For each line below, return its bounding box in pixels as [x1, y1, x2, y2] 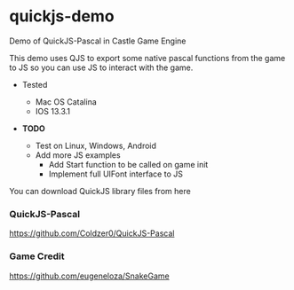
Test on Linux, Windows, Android [35, 140, 157, 151]
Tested [21, 79, 48, 90]
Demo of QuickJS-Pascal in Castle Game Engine [9, 35, 187, 46]
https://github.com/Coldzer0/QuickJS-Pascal [9, 228, 175, 239]
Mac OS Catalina [35, 96, 98, 107]
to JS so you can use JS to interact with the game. [9, 62, 194, 73]
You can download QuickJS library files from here [9, 185, 191, 196]
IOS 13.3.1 [35, 106, 71, 116]
